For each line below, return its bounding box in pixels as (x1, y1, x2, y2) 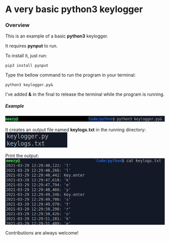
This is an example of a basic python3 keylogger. (5, 33, 109, 39)
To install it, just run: (5, 53, 47, 59)
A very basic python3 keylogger (5, 4, 143, 15)
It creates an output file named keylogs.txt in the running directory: (5, 127, 146, 133)
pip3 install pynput (5, 63, 49, 68)
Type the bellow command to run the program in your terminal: (5, 72, 136, 78)
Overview (5, 22, 30, 29)
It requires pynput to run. (5, 43, 58, 49)
